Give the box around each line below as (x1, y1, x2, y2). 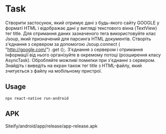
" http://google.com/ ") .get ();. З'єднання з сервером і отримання (5, 46, 143, 52)
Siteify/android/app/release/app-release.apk (5, 123, 98, 129)
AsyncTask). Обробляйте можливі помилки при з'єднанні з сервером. (5, 57, 156, 63)
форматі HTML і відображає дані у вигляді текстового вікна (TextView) (5, 25, 157, 31)
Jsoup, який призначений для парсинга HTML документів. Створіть (5, 36, 151, 42)
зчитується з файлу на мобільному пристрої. (5, 68, 102, 74)
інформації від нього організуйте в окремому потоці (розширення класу (5, 51, 161, 58)
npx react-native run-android (5, 96, 69, 101)
